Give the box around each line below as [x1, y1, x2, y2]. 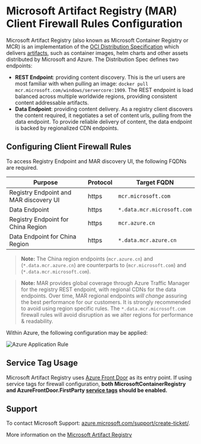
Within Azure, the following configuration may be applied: [6, 329, 148, 336]
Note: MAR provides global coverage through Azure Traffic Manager [20, 279, 190, 286]
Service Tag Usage [6, 358, 78, 368]
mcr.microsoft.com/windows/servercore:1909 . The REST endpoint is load [14, 86, 193, 93]
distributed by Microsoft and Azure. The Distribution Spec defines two [6, 56, 179, 63]
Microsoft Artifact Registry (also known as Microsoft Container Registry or [6, 36, 188, 44]
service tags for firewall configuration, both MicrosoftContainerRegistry [6, 380, 186, 387]
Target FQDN [136, 178, 174, 186]
